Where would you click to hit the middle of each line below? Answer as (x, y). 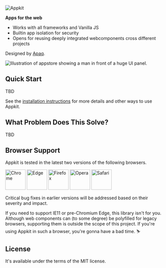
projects (21, 43)
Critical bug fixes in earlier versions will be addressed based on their (77, 198)
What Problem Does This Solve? (57, 123)
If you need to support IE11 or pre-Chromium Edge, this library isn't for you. (84, 213)
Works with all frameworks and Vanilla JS (56, 28)
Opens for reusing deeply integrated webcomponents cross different (84, 38)
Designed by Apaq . (25, 53)
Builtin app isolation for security (46, 33)
